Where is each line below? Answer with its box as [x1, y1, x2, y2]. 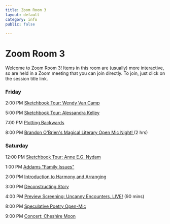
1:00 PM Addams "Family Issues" [5, 163, 75, 170]
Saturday [5, 142, 29, 149]
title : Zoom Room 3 [5, 7, 47, 13]
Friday [5, 89, 21, 96]
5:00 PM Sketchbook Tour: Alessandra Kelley [5, 110, 100, 116]
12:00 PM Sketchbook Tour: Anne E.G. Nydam [5, 154, 101, 160]
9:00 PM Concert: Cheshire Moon [5, 213, 76, 219]
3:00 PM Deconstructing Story [5, 183, 70, 189]
